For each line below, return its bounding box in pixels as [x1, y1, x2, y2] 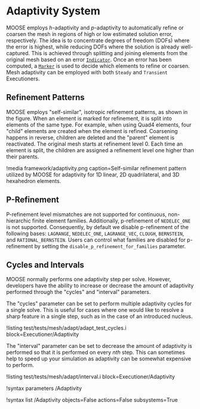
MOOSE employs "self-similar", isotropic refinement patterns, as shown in [6, 108, 188, 115]
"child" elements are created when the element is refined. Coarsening [6, 127, 178, 134]
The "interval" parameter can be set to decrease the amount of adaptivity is [6, 342, 192, 350]
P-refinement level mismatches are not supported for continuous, [6, 210, 167, 218]
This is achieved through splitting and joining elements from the [31, 49, 188, 56]
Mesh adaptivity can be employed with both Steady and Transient [6, 68, 168, 76]
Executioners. [6, 75, 40, 82]
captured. [6, 49, 30, 56]
